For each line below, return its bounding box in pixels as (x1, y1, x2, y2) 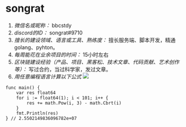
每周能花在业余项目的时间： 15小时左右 (14, 51, 109, 58)
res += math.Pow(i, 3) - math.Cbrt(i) (26, 100, 122, 106)
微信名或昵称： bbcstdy (14, 22, 72, 29)
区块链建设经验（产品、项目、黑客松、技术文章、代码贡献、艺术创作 (14, 58, 180, 66)
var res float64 (16, 90, 57, 95)
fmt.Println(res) (16, 110, 59, 116)
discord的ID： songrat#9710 (14, 29, 83, 36)
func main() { (5, 84, 41, 91)
